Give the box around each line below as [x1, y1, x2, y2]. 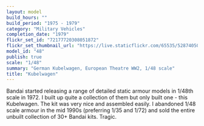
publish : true [6, 54, 42, 60]
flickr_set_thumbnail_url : [6, 43, 75, 49]
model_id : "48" [6, 48, 45, 55]
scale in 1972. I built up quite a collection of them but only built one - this [6, 94, 188, 101]
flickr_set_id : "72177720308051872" [6, 37, 99, 43]
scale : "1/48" [6, 59, 42, 65]
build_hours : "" [6, 15, 47, 21]
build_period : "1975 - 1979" [6, 20, 80, 26]
